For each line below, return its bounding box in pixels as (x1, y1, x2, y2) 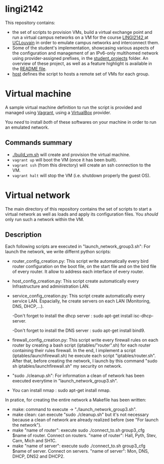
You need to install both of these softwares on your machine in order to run (5, 119, 157, 125)
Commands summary (5, 138, 72, 147)
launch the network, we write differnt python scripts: (5, 249, 111, 255)
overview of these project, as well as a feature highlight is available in (12, 60, 153, 66)
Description (5, 231, 42, 239)
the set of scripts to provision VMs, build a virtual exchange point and (12, 29, 153, 35)
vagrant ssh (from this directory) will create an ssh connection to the (12, 162, 151, 168)
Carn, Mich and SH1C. (12, 438, 57, 444)
